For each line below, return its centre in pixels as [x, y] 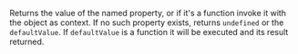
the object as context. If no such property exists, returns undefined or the [147, 22]
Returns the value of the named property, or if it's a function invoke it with [148, 13]
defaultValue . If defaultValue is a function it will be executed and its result [149, 32]
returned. [27, 41]
